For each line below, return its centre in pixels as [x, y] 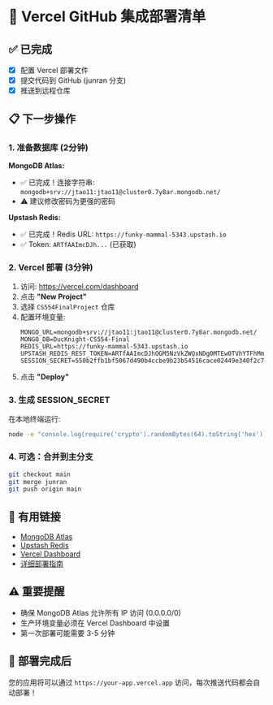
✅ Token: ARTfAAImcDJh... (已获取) [78, 244]
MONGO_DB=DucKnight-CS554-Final [75, 340]
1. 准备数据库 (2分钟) [48, 147]
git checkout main [39, 474]
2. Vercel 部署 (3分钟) [51, 267]
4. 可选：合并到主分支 [51, 457]
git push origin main [45, 489]
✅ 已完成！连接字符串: [57, 182]
